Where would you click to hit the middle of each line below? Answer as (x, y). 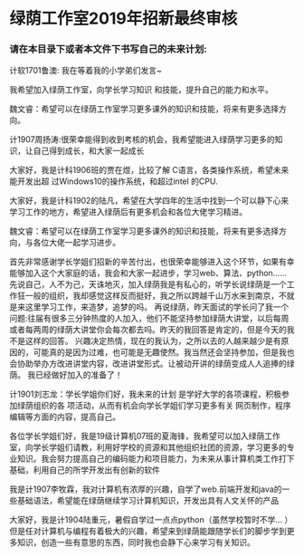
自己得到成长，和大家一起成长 (89, 151)
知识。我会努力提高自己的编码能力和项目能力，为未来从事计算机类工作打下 (156, 459)
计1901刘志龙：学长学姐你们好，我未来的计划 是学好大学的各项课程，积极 (146, 394)
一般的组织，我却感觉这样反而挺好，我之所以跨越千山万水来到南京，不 (156, 296)
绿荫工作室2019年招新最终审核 (123, 19)
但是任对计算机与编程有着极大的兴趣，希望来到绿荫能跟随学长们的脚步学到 (148, 532)
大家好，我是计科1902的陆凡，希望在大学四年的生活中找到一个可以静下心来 (149, 201)
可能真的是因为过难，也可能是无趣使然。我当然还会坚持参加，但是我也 (164, 352)
